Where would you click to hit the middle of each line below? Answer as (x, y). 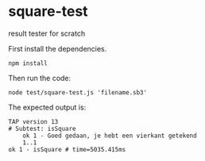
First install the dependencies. (58, 48)
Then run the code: (40, 78)
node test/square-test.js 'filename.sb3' (78, 92)
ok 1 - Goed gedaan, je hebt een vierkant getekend (110, 136)
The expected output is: (47, 107)
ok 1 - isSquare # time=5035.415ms (67, 149)
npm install (28, 63)
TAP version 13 (33, 121)
